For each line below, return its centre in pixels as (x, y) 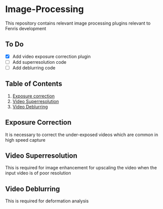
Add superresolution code (39, 62)
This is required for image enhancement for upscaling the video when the (81, 168)
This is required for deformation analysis (47, 201)
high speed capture (25, 140)
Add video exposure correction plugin (52, 56)
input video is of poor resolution (38, 173)
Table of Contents (34, 84)
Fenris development (26, 28)
